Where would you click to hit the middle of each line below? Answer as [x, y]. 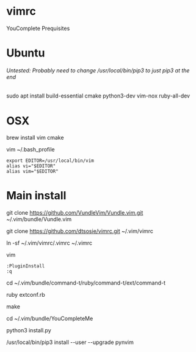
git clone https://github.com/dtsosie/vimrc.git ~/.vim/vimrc [80, 231]
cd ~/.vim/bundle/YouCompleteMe [50, 319]
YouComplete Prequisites [38, 28]
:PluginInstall [26, 266]
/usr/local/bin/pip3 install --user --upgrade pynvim [70, 342]
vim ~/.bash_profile [31, 150]
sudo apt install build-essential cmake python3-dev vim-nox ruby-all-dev [98, 96]
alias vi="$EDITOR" [31, 166]
